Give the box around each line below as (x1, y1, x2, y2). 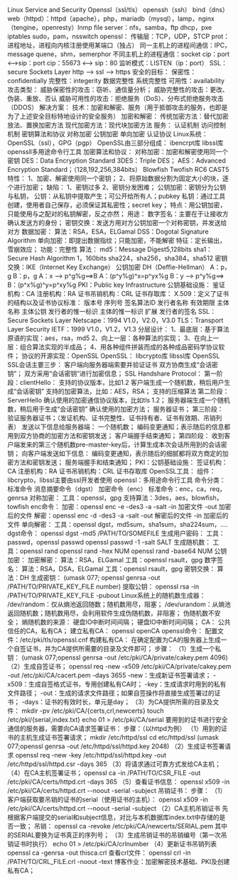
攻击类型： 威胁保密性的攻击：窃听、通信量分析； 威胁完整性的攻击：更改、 (7, 85, 229, 94)
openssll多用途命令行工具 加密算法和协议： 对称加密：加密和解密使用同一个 (7, 148, 229, 155)
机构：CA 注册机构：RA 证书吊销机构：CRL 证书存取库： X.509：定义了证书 (7, 290, 229, 297)
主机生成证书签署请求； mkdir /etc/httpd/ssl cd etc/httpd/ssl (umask (19, 733, 219, 741)
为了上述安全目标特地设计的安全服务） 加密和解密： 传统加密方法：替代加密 (7, 112, 229, 120)
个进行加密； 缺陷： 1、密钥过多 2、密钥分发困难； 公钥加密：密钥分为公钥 (7, 183, 226, 191)
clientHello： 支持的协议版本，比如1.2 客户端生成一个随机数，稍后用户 (19, 378, 225, 386)
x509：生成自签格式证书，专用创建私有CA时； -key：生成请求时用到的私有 (7, 680, 227, 688)
